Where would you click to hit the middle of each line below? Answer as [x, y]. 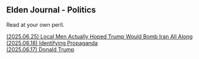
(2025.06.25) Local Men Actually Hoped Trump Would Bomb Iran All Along [100, 36]
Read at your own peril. [36, 24]
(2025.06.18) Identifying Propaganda [52, 43]
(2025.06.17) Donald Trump [40, 49]
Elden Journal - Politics [51, 10]
